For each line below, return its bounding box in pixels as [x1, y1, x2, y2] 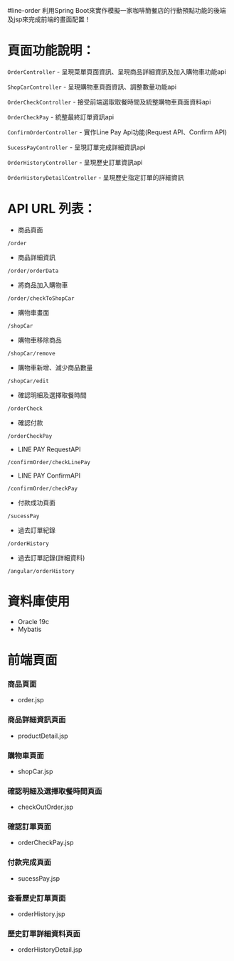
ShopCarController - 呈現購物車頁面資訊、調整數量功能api [7, 82, 176, 91]
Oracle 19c [17, 617, 50, 626]
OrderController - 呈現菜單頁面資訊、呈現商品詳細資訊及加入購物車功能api [7, 67, 226, 76]
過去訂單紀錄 [17, 525, 55, 535]
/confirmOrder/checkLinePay [7, 458, 91, 466]
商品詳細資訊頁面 [7, 715, 66, 725]
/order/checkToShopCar [7, 294, 75, 302]
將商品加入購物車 [17, 280, 68, 289]
